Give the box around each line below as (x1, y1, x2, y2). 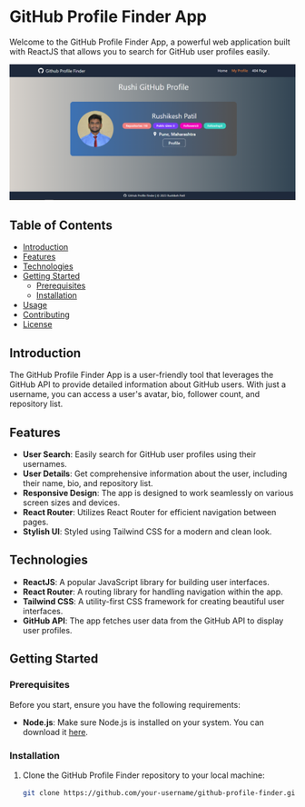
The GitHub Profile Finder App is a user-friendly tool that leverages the (9, 370, 274, 381)
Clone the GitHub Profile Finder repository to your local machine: (22, 770, 265, 781)
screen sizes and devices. (22, 497, 121, 508)
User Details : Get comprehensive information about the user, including (22, 468, 288, 479)
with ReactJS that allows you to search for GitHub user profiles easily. (9, 45, 271, 56)
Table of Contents (9, 218, 113, 234)
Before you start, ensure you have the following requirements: (9, 699, 241, 710)
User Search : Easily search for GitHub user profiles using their (22, 449, 257, 460)
